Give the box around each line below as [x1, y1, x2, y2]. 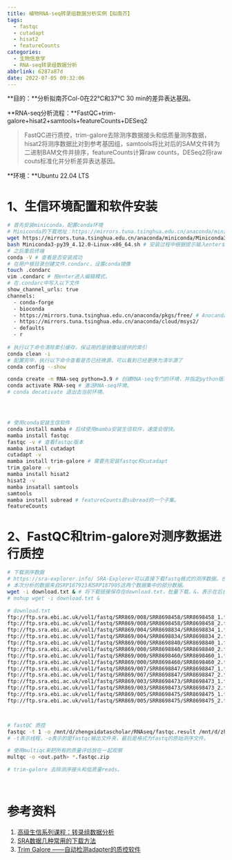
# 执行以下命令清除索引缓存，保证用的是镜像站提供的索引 [7, 344, 147, 351]
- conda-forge [13, 299, 54, 306]
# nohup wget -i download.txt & [7, 594, 100, 602]
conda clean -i [7, 350, 51, 357]
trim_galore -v [7, 464, 51, 471]
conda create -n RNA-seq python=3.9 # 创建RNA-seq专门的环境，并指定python [7, 376, 219, 383]
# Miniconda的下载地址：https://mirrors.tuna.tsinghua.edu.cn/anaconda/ [7, 228, 215, 235]
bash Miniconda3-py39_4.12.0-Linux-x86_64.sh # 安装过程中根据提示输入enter [7, 241, 222, 248]
